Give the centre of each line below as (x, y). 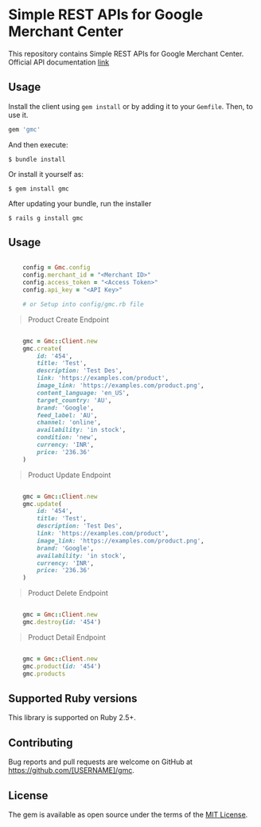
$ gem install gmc (39, 189)
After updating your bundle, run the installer (80, 203)
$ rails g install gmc (46, 218)
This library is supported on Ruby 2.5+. (72, 718)
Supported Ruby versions (73, 698)
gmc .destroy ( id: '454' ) (62, 622)
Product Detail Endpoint (66, 637)
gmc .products (44, 674)
